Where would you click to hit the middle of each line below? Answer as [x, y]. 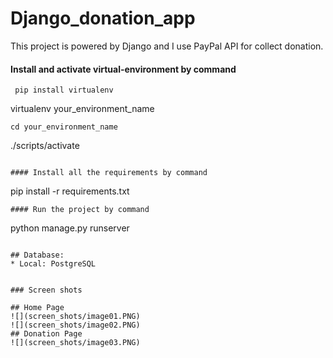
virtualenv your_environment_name [82, 109]
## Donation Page [46, 334]
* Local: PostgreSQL [53, 264]
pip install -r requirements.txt [70, 191]
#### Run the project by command [80, 210]
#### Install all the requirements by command [109, 173]
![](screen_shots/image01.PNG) [75, 317]
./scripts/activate [45, 146]
